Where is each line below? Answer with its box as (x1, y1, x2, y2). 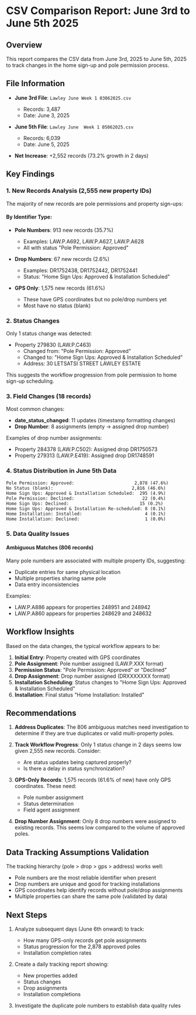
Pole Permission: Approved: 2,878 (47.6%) (6, 480, 169, 486)
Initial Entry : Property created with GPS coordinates (14, 654, 140, 661)
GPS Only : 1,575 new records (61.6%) (14, 284, 105, 291)
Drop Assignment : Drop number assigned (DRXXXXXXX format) (14, 673, 171, 680)
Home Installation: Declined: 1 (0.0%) (6, 516, 166, 522)
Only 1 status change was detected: (6, 330, 92, 337)
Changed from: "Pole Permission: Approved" (23, 348, 132, 354)
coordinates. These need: (14, 783, 77, 790)
